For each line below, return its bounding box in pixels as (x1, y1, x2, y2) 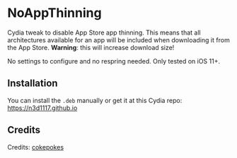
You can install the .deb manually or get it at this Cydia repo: (7, 96, 183, 104)
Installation (7, 78, 58, 90)
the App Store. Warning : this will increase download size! (7, 43, 175, 51)
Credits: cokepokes (7, 142, 64, 151)
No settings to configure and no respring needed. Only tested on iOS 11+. (7, 56, 221, 65)
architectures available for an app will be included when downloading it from (7, 35, 230, 44)
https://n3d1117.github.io (7, 104, 78, 112)
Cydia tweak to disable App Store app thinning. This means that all (7, 28, 201, 37)
